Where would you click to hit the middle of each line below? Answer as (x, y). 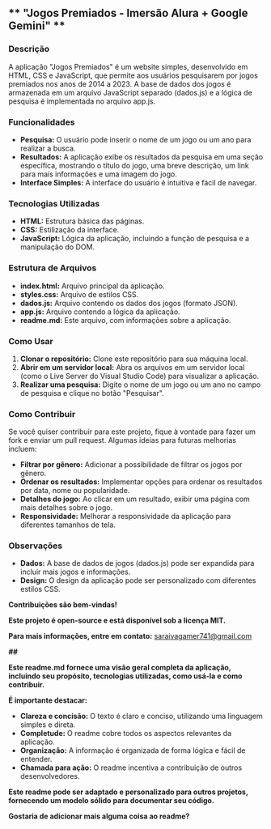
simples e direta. (48, 725)
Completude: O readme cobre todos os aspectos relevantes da (126, 733)
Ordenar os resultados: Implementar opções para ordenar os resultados (141, 482)
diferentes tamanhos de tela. (68, 525)
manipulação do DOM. (57, 247)
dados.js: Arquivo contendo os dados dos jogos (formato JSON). (129, 303)
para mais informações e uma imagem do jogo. (99, 174)
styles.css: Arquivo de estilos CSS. (79, 294)
